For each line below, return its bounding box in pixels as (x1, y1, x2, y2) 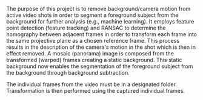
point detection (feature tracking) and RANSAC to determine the (6, 24, 166, 31)
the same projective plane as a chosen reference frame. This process (6, 37, 180, 44)
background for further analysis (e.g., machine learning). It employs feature (6, 18, 195, 25)
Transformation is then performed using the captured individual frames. (6, 87, 185, 94)
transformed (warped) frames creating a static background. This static (6, 57, 182, 63)
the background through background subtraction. (6, 69, 130, 76)
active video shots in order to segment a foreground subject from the (6, 11, 179, 19)
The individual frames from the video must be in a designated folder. (6, 81, 178, 88)
